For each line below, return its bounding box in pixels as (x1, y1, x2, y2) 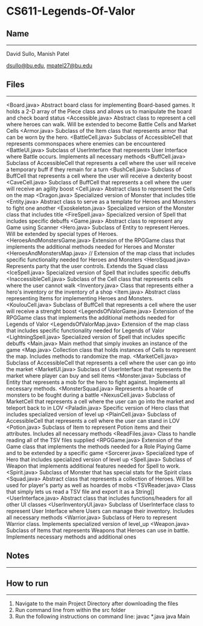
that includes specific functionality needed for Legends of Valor (6, 326, 165, 334)
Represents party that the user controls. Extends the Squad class (6, 262, 169, 269)
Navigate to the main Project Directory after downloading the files (14, 600, 178, 607)
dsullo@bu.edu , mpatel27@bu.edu (6, 62, 92, 69)
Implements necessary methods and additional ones (6, 533, 137, 540)
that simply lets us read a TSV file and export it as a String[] (6, 488, 155, 495)
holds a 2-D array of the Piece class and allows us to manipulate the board (6, 107, 192, 115)
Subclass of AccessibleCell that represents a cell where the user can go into (6, 359, 196, 366)
